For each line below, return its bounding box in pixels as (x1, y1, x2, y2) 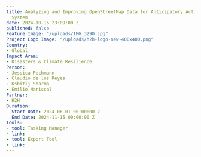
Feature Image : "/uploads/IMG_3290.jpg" (6, 31, 109, 37)
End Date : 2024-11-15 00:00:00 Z (11, 114, 95, 120)
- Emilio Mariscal (6, 87, 52, 93)
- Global (6, 48, 28, 54)
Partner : (6, 92, 28, 98)
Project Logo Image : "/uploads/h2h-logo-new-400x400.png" (6, 36, 154, 42)
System (11, 14, 28, 20)
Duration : (6, 103, 31, 109)
